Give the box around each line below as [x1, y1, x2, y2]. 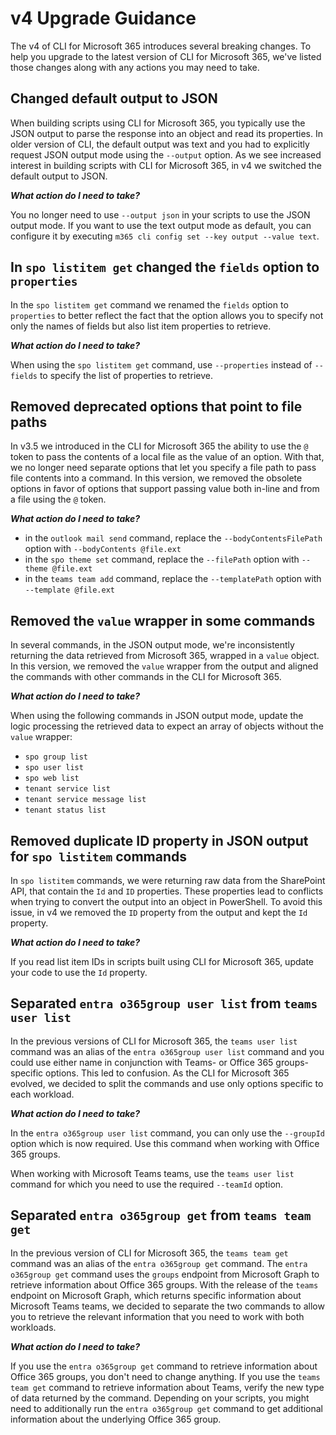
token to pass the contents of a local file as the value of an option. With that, [10, 451, 325, 463]
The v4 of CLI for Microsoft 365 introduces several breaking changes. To [10, 40, 312, 52]
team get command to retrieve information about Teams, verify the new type [10, 1381, 325, 1393]
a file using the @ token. [10, 493, 107, 506]
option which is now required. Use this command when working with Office [10, 1137, 320, 1149]
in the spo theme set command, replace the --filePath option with [24, 553, 300, 566]
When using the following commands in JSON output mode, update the [10, 710, 304, 722]
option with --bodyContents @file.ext [24, 543, 182, 555]
